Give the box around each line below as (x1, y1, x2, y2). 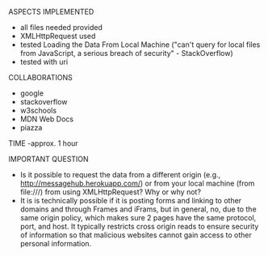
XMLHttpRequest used (19, 32, 96, 41)
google (19, 88, 44, 98)
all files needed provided (19, 23, 103, 32)
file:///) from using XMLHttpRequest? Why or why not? (19, 187, 202, 197)
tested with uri (19, 57, 69, 66)
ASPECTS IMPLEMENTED (8, 7, 94, 16)
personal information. (19, 239, 92, 248)
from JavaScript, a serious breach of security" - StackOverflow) (19, 49, 234, 58)
